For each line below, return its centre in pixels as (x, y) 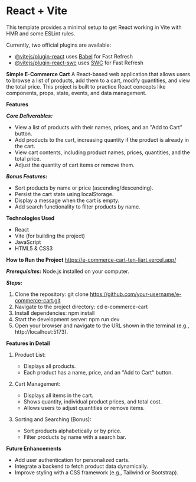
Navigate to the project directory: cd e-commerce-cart (81, 307)
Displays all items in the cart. (58, 395)
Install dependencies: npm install (55, 313)
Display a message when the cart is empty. (67, 200)
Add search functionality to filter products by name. (77, 206)
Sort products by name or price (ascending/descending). (84, 188)
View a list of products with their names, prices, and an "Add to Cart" (99, 127)
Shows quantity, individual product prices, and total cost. (93, 401)
